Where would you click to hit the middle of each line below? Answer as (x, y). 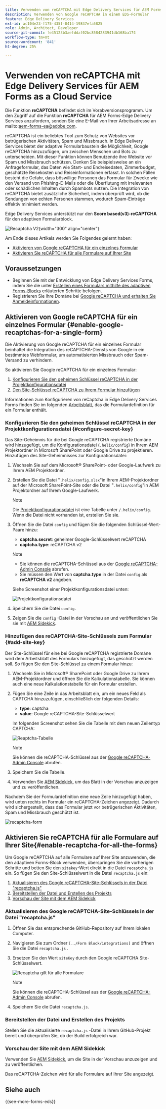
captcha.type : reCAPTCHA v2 (51, 545)
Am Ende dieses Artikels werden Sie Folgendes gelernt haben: (68, 238)
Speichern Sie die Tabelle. (39, 772)
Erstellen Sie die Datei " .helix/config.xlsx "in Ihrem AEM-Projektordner (85, 480)
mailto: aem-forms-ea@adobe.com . (41, 126)
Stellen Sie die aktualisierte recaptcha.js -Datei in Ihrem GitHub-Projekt (78, 1030)
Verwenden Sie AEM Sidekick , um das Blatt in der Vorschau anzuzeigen (85, 782)
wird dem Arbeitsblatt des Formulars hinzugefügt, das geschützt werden (79, 658)
